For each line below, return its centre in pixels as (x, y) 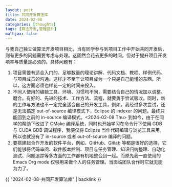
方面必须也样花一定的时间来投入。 (62, 85)
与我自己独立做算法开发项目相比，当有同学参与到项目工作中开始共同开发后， (86, 49)
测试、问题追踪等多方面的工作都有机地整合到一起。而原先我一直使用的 (87, 156)
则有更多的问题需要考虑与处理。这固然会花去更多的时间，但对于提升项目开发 (86, 55)
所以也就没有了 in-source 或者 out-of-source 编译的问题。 (74, 136)
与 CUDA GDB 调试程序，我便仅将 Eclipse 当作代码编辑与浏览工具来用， (89, 130)
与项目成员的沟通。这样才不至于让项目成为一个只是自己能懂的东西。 (84, 79)
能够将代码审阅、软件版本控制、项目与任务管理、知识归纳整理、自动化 (91, 149)
